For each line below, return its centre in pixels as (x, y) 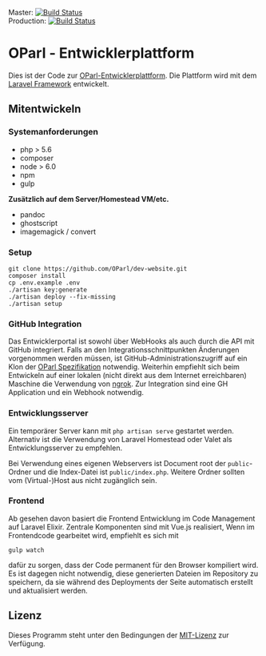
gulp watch (26, 550)
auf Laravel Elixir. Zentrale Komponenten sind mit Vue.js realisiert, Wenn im (132, 527)
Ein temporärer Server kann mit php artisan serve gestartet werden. (121, 431)
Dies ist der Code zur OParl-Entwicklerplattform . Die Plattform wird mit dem (133, 75)
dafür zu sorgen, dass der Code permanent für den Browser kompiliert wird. (133, 565)
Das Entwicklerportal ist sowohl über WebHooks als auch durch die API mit (131, 341)
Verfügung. (27, 643)
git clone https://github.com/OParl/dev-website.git (98, 268)
